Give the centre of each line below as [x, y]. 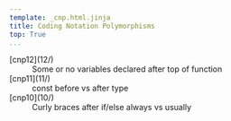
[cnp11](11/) [30, 79]
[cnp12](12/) [32, 60]
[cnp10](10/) [32, 98]
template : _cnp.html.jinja [60, 17]
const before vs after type [80, 88]
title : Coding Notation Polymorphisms [82, 26]
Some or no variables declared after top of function [127, 69]
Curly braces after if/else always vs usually [112, 108]
